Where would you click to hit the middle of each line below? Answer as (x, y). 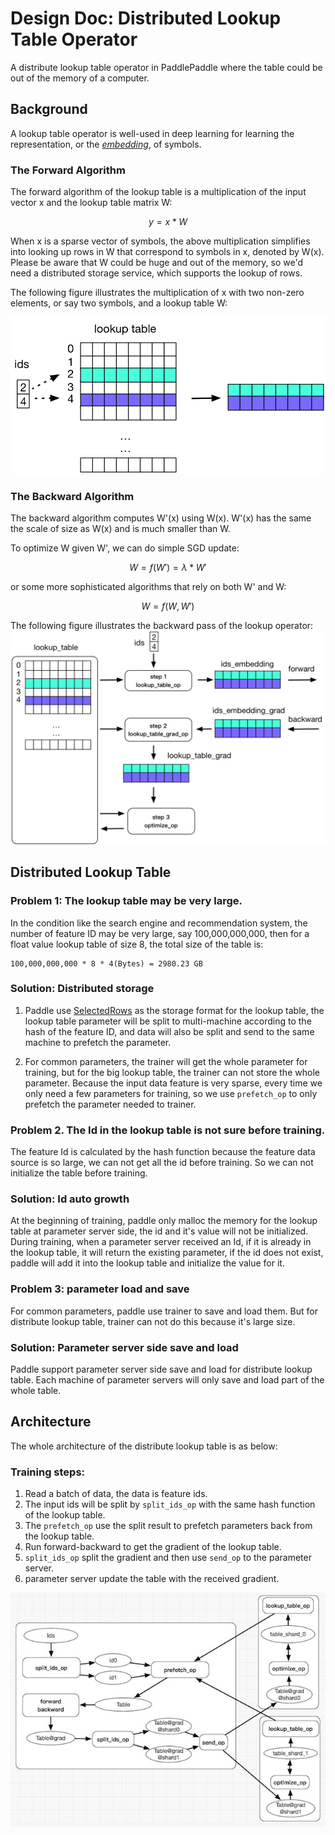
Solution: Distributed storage (82, 989)
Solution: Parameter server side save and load (124, 1347)
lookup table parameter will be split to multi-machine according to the (168, 1021)
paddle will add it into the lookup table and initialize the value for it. (147, 1263)
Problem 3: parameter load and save (100, 1289)
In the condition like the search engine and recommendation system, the (159, 923)
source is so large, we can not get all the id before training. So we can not (162, 1163)
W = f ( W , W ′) (168, 606)
